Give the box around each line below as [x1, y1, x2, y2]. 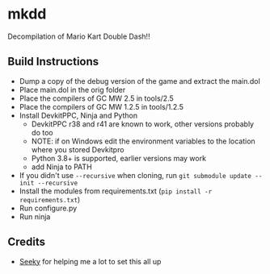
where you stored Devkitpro [31, 144, 124, 154]
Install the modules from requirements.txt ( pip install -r [19, 186, 213, 196]
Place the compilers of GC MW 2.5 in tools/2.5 [19, 93, 175, 103]
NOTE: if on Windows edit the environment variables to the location [31, 136, 255, 146]
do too [31, 127, 53, 137]
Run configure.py [19, 203, 78, 213]
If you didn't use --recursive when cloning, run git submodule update [19, 170, 252, 180]
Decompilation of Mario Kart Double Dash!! [7, 31, 150, 41]
